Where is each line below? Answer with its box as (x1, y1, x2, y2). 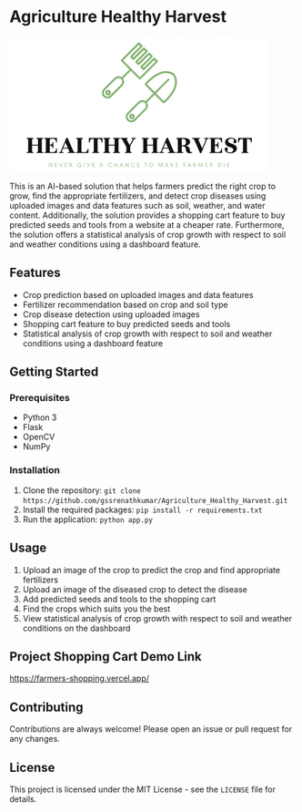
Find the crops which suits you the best (22, 603, 171, 614)
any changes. (9, 734, 61, 745)
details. (9, 793, 37, 804)
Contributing (9, 699, 84, 714)
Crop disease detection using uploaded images (22, 308, 200, 320)
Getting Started (9, 365, 99, 380)
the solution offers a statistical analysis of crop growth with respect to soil (9, 229, 287, 240)
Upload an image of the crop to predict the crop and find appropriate (22, 564, 280, 575)
